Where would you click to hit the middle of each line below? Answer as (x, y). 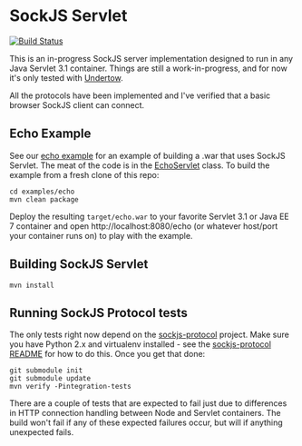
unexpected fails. (42, 432)
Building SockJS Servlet (79, 264)
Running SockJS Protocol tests (99, 313)
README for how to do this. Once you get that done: (107, 354)
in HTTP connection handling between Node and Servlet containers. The (145, 413)
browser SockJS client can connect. (77, 104)
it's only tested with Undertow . (67, 77)
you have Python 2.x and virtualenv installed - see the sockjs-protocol (141, 344)
